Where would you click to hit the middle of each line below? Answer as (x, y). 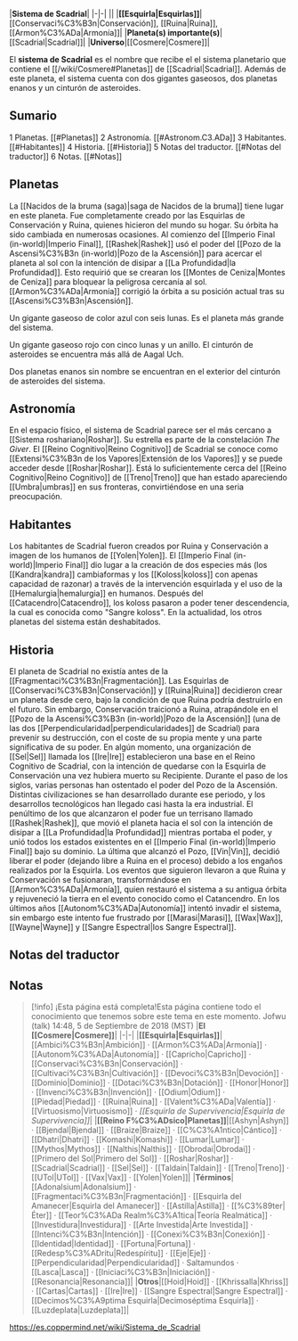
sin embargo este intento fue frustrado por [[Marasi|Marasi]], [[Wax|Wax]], (146, 917)
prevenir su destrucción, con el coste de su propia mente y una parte (136, 738)
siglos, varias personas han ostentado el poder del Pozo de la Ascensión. (144, 786)
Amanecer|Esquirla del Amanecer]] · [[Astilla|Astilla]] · (130, 1206)
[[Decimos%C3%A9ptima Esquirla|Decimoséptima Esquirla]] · (145, 1301)
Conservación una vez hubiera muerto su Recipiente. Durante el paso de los (149, 776)
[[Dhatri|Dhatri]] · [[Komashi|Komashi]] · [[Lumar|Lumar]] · (137, 1139)
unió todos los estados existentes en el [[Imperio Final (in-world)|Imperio (143, 842)
